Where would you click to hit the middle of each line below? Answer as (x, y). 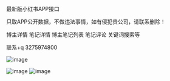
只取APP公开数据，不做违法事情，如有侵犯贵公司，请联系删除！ (86, 22)
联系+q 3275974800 (32, 47)
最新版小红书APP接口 (33, 9)
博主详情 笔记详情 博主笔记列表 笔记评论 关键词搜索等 (73, 34)
